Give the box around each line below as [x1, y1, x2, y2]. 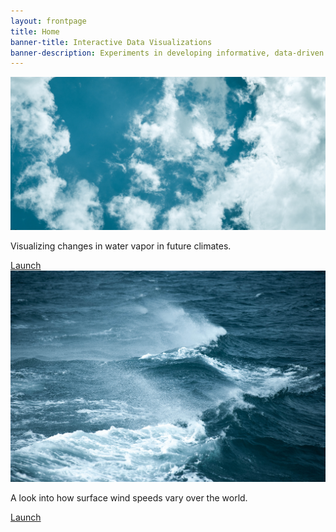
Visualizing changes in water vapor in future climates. [10, 240, 232, 252]
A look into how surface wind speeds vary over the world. [10, 491, 248, 504]
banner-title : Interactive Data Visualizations [10, 37, 213, 47]
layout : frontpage [10, 16, 87, 26]
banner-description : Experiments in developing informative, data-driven [10, 48, 325, 58]
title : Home [10, 26, 60, 37]
